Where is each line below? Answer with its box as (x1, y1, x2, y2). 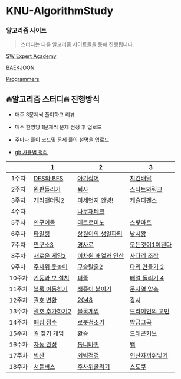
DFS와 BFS (33, 174, 64, 183)
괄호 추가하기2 (33, 307, 72, 316)
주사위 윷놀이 (33, 263, 68, 271)
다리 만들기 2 (129, 263, 164, 271)
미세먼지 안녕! (77, 196, 114, 205)
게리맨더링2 (33, 196, 65, 205)
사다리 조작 (129, 252, 159, 260)
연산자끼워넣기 (129, 352, 168, 360)
